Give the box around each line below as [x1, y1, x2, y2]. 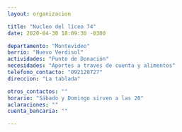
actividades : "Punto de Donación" [7, 56, 110, 63]
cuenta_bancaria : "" [7, 107, 69, 115]
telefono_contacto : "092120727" [7, 68, 103, 76]
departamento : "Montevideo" [7, 42, 91, 49]
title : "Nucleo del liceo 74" [7, 23, 97, 30]
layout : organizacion [7, 10, 72, 18]
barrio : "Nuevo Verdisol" [7, 49, 84, 56]
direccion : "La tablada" [7, 75, 81, 82]
